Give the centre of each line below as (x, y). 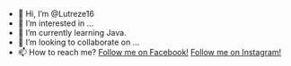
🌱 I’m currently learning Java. (72, 33)
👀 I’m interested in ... (56, 23)
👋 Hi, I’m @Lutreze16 (56, 14)
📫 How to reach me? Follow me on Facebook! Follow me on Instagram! (150, 52)
